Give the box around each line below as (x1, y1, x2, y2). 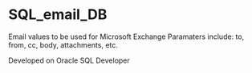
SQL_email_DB (8, 6, 108, 24)
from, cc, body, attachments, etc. (8, 40, 119, 49)
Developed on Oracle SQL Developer (8, 56, 130, 65)
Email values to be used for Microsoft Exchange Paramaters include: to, (8, 32, 245, 41)
